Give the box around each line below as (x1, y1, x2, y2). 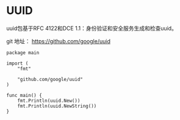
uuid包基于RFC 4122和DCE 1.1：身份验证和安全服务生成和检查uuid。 (6, 24, 177, 32)
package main (6, 49, 40, 55)
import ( (6, 60, 29, 66)
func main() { (6, 92, 43, 98)
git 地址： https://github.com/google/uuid (6, 37, 111, 44)
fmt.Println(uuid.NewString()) (17, 103, 97, 109)
